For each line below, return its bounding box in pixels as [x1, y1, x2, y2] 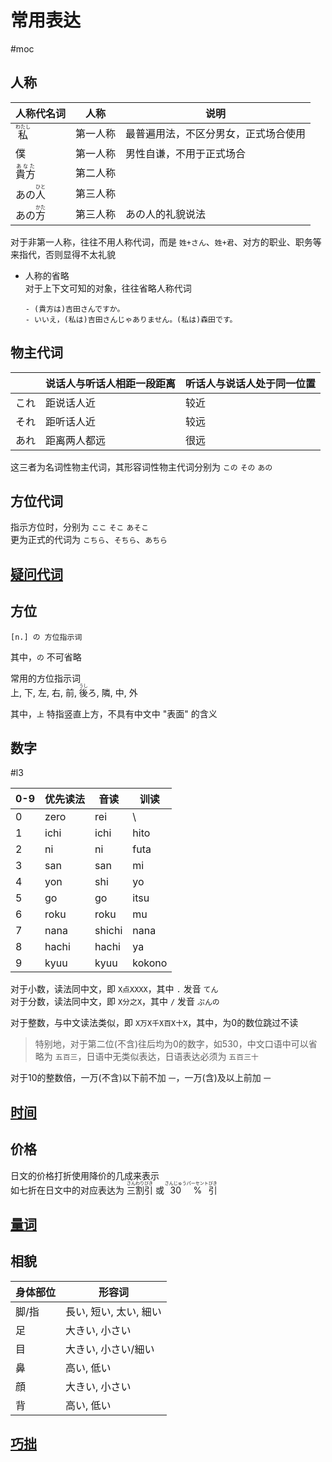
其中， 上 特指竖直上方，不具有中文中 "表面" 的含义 [10, 707, 218, 720]
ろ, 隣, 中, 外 [87, 686, 138, 698]
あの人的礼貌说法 [125, 207, 207, 221]
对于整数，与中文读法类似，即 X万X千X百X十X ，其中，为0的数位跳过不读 [10, 1017, 299, 1029]
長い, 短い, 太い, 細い [65, 1304, 162, 1318]
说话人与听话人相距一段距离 [45, 376, 177, 390]
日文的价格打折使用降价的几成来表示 [10, 1169, 160, 1181]
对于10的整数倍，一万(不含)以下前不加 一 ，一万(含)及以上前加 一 [10, 1072, 272, 1084]
